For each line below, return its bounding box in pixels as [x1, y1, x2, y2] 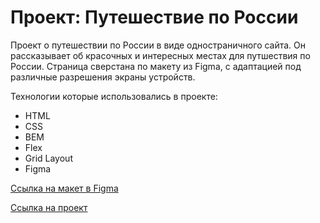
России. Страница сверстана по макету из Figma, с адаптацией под [10, 60, 302, 72]
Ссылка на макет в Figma [10, 182, 119, 194]
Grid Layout [24, 152, 73, 164]
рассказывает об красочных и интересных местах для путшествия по [10, 49, 311, 61]
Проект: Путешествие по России [10, 6, 299, 29]
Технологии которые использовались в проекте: [10, 90, 218, 102]
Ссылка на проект [10, 201, 88, 213]
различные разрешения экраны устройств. [10, 71, 196, 83]
